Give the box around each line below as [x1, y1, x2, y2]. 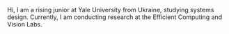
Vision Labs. [7, 20, 43, 28]
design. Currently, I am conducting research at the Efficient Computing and [7, 13, 223, 21]
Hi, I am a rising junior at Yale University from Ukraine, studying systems [7, 6, 214, 14]
